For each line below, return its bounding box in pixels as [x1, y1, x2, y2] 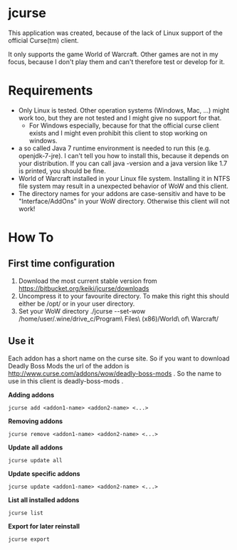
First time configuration [8, 258, 115, 270]
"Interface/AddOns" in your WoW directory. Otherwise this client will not [18, 197, 230, 205]
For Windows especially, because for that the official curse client [28, 121, 219, 130]
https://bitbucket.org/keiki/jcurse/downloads [18, 284, 149, 293]
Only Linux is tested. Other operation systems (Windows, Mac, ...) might [18, 105, 230, 115]
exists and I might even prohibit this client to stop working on [28, 128, 208, 137]
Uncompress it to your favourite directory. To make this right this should [18, 291, 230, 300]
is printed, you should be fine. [18, 166, 106, 175]
